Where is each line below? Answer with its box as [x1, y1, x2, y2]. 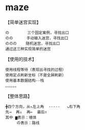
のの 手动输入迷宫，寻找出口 [5, 35, 69, 41]
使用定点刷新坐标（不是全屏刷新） [5, 72, 66, 77]
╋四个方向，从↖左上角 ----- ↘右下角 [5, 104, 80, 109]
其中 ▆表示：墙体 [5, 115, 37, 120]
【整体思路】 [5, 93, 32, 99]
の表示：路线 [16, 120, 40, 125]
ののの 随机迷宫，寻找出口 [5, 41, 60, 46]
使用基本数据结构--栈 [5, 78, 44, 83]
